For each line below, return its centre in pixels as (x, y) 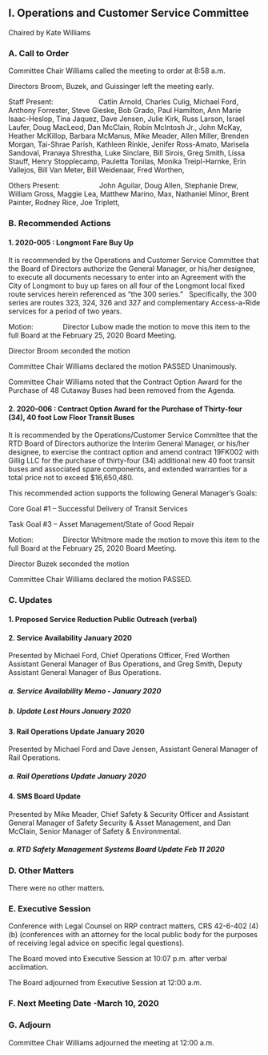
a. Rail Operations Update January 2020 (77, 776)
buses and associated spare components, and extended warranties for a (128, 469)
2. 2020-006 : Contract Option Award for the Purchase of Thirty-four (125, 409)
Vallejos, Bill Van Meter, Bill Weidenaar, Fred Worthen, (96, 170)
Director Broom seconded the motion (69, 351)
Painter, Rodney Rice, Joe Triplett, (64, 203)
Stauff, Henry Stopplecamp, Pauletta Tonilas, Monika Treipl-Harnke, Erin (127, 162)
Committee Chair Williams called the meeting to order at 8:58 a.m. (117, 71)
